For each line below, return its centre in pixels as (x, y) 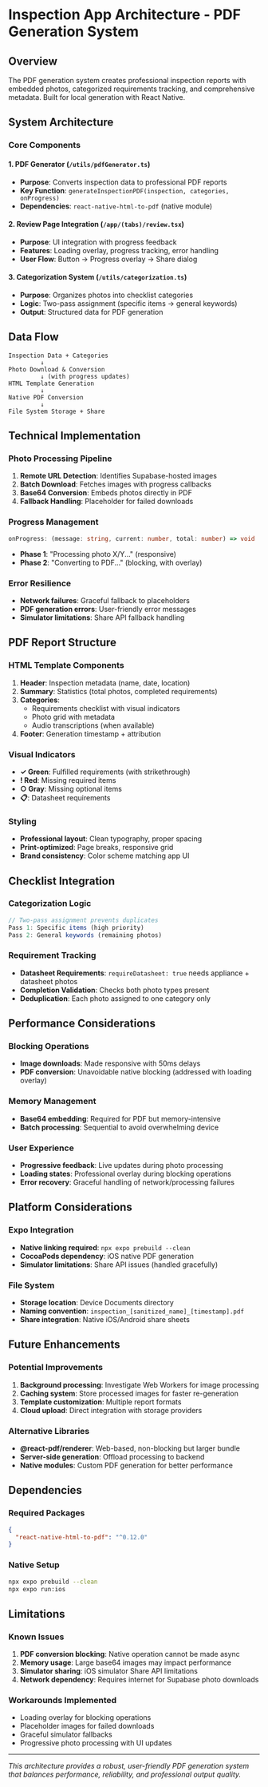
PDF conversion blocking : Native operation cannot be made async (130, 1654)
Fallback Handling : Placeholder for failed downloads (106, 502)
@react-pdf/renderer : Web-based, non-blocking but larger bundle (130, 1448)
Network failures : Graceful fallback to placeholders (104, 600)
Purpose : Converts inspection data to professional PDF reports (123, 182)
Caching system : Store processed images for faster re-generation (129, 1393)
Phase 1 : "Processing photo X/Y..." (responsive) (98, 554)
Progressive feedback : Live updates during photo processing (121, 1166)
